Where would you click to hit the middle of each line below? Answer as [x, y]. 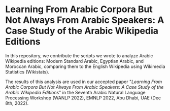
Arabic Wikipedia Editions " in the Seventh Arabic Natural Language [75, 92]
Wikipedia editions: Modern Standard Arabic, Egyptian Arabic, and [74, 61]
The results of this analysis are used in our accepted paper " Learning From [84, 82]
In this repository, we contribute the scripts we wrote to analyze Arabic [79, 55]
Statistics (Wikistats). [27, 71]
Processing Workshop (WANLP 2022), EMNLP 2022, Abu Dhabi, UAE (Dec [83, 98]
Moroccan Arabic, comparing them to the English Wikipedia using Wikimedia [85, 66]
